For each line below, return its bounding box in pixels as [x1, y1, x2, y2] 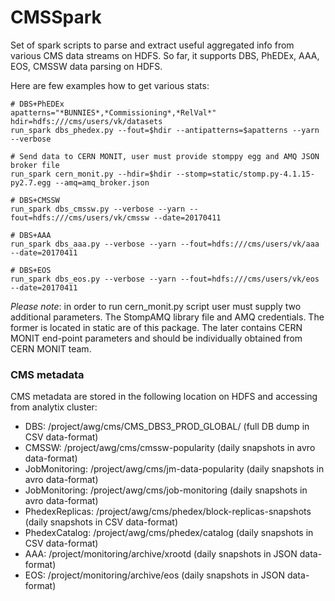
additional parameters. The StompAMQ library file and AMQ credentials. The [10, 311, 325, 323]
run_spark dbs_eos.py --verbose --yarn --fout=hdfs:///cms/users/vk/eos [10, 274, 320, 284]
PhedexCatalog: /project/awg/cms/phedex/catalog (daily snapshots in [24, 527, 314, 539]
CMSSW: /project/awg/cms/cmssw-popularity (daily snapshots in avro [24, 442, 316, 454]
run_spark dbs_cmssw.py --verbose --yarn [10, 204, 186, 214]
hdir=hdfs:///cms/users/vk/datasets [10, 116, 163, 126]
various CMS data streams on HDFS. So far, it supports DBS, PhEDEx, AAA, [10, 49, 320, 61]
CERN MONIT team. [10, 342, 92, 355]
